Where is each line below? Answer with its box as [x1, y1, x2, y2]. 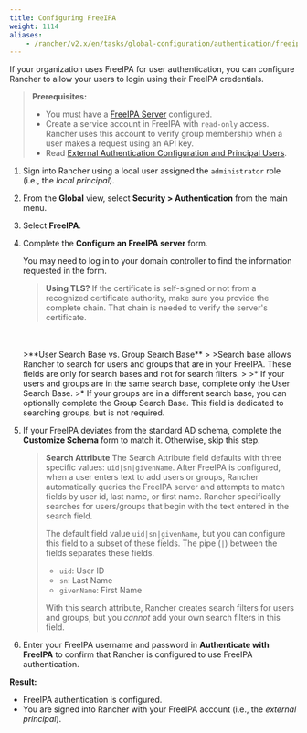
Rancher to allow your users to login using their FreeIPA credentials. [9, 74, 265, 85]
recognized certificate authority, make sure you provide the [45, 293, 270, 304]
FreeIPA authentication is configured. [22, 695, 163, 706]
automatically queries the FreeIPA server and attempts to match [45, 481, 285, 493]
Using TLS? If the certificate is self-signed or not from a [45, 283, 257, 294]
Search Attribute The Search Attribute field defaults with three [45, 453, 281, 464]
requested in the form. [22, 266, 108, 277]
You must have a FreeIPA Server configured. [45, 109, 213, 120]
